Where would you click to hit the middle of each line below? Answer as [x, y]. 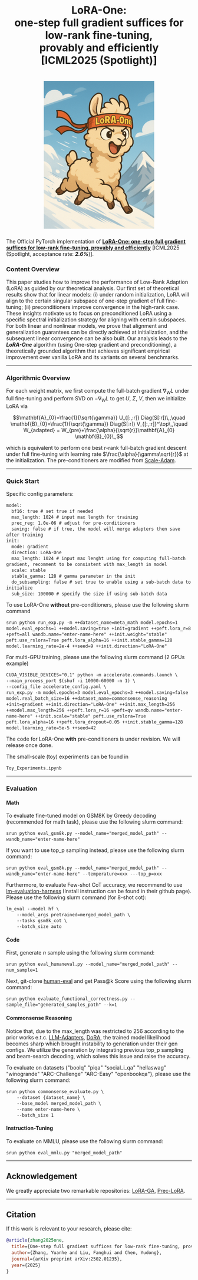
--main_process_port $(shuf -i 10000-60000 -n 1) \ [71, 681]
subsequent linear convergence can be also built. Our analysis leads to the [97, 338]
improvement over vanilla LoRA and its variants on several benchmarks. [93, 357]
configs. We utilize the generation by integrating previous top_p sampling [95, 1049]
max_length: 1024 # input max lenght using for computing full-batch [98, 559]
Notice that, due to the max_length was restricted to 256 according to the [95, 1031]
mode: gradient [30, 547]
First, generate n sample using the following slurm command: [80, 953]
